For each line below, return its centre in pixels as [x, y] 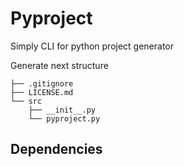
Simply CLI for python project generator [92, 46]
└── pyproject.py [64, 118]
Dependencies [56, 149]
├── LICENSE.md [42, 92]
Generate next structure [59, 65]
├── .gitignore [42, 83]
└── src [26, 101]
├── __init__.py [62, 110]
